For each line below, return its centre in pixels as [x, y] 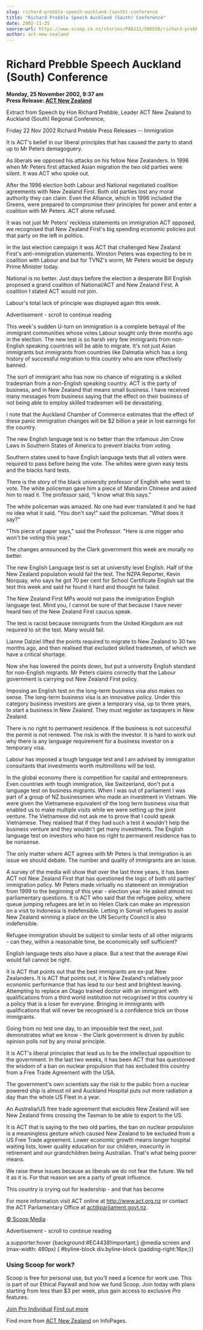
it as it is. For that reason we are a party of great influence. [79, 1178]
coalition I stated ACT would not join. [52, 291]
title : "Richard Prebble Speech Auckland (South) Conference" [86, 18]
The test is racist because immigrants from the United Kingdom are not [95, 623]
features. [18, 1297]
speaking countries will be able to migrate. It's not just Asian [101, 346]
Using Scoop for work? [40, 1265]
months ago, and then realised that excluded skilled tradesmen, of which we [101, 648]
